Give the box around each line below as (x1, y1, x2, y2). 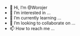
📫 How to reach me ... (9, 26, 55, 31)
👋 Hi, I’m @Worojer (9, 5, 48, 10)
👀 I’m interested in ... (9, 10, 51, 16)
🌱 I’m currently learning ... (9, 15, 62, 20)
